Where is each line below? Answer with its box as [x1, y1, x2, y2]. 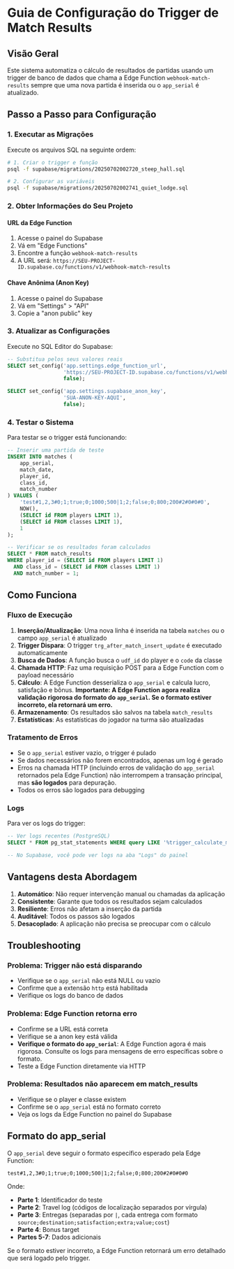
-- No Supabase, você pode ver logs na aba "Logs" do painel [7, 852, 189, 859]
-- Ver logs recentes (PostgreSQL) [7, 833, 111, 840]
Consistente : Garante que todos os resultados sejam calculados [17, 897, 203, 905]
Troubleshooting [7, 939, 81, 952]
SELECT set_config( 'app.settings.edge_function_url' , [7, 362, 167, 369]
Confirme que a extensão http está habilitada [17, 984, 148, 992]
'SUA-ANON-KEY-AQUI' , [63, 394, 127, 401]
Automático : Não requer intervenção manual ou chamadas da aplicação [17, 889, 225, 898]
